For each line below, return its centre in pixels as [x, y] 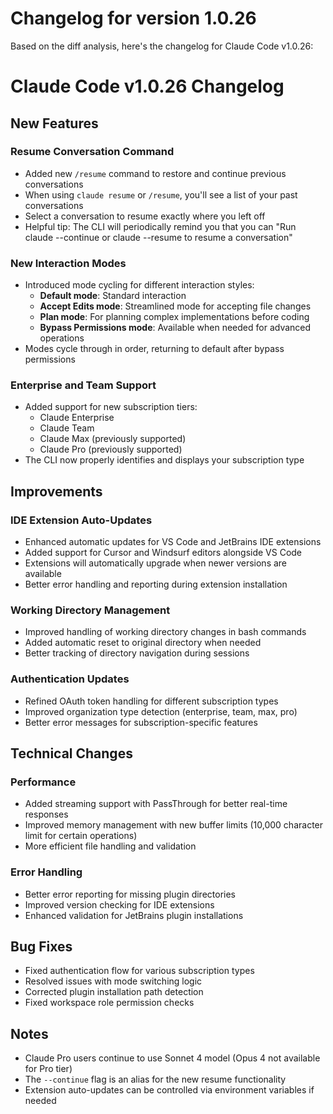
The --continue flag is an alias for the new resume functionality [155, 1079]
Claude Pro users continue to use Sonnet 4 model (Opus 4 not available [172, 1058]
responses [46, 814]
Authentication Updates [70, 679]
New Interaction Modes [68, 263]
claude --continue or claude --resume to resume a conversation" [158, 237]
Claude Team [67, 428]
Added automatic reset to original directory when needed [143, 643]
